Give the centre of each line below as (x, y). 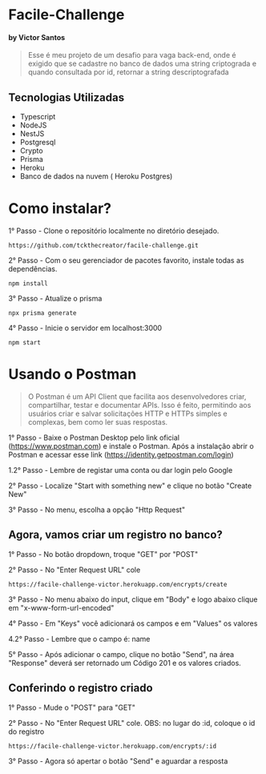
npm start (25, 343)
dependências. (33, 269)
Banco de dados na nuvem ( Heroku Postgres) (96, 176)
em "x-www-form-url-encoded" (61, 607)
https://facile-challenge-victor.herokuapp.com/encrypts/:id (113, 746)
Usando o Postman (73, 375)
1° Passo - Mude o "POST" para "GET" (72, 707)
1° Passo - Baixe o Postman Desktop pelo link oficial (94, 437)
